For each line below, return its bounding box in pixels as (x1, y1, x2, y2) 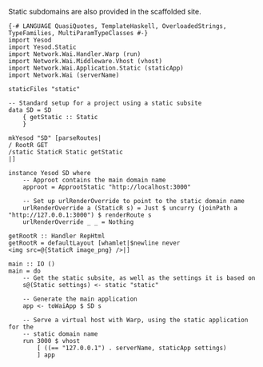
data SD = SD (8, 106, 52, 114)
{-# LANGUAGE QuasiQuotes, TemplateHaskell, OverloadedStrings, (8, 22, 227, 30)
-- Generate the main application (22, 295, 137, 303)
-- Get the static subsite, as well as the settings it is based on (22, 274, 256, 282)
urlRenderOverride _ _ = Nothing (22, 218, 134, 226)
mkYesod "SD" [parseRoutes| (8, 134, 102, 142)
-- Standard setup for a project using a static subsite (8, 99, 202, 107)
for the (8, 323, 34, 331)
